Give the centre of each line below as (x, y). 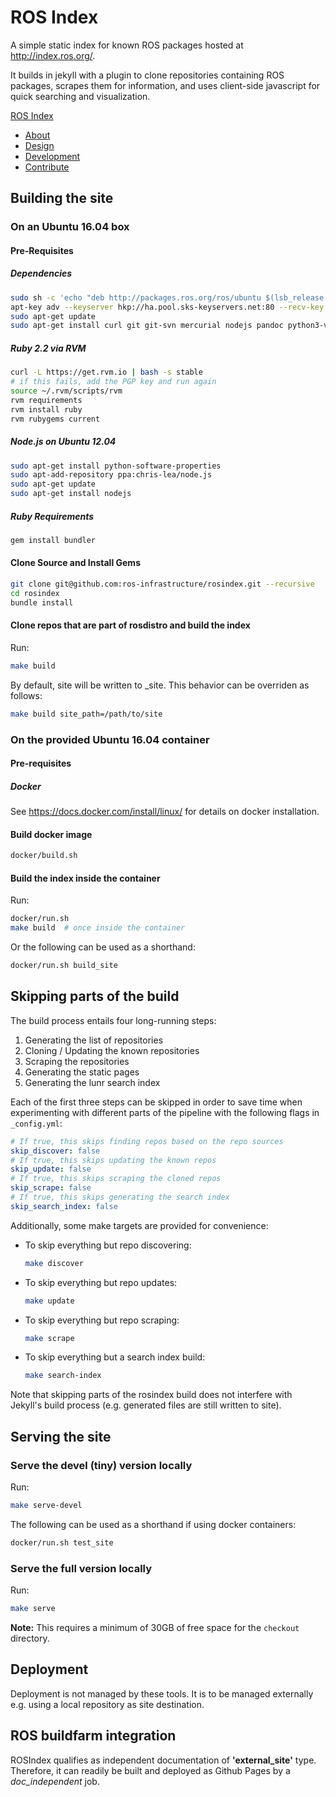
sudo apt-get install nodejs (71, 494)
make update (49, 1301)
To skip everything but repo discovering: (108, 1245)
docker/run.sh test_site (62, 1542)
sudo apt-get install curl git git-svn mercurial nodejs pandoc (147, 326)
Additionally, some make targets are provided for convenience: (139, 1225)
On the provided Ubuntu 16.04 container (110, 739)
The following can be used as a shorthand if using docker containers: (153, 1524)
